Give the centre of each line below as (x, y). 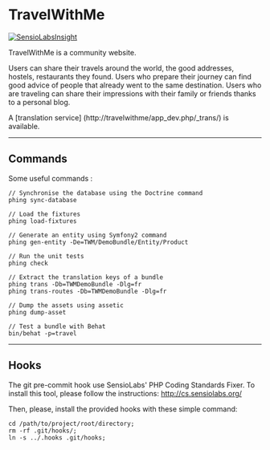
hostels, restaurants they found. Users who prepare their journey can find (130, 76)
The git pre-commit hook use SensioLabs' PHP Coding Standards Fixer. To (132, 385)
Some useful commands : (51, 178)
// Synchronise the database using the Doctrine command (106, 193)
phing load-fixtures (43, 221)
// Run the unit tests (46, 256)
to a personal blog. (39, 102)
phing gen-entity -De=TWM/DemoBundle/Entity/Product (98, 242)
